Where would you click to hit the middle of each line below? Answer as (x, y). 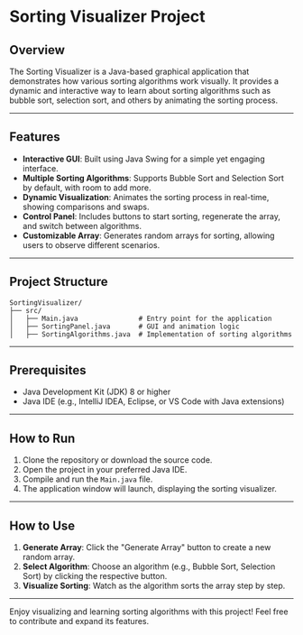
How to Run (42, 438)
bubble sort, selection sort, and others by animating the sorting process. (143, 100)
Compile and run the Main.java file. (87, 479)
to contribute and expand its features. (79, 621)
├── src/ (26, 310)
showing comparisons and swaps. (86, 207)
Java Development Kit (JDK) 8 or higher (96, 392)
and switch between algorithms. (82, 225)
